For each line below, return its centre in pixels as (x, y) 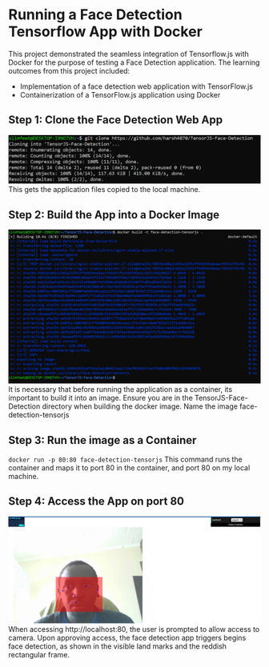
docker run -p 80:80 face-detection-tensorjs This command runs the (125, 459)
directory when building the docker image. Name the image (140, 406)
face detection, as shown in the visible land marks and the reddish (117, 646)
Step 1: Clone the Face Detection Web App (115, 120)
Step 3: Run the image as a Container (102, 440)
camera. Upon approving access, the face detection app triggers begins (127, 638)
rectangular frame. (39, 655)
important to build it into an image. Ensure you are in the (101, 398)
